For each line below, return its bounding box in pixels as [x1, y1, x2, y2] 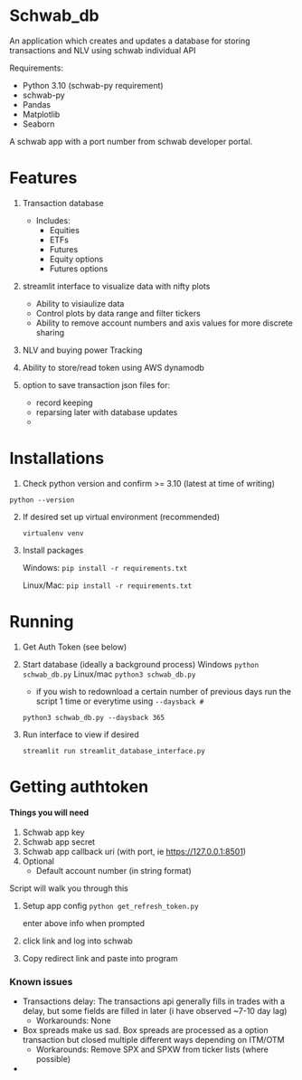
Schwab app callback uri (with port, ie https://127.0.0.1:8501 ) [22, 847, 247, 857]
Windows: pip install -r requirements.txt [22, 562, 188, 573]
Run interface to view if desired [22, 729, 140, 740]
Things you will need [9, 807, 90, 818]
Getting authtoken [9, 776, 149, 797]
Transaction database [22, 197, 104, 208]
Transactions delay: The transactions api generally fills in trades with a [22, 996, 286, 1007]
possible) [35, 1054, 71, 1065]
